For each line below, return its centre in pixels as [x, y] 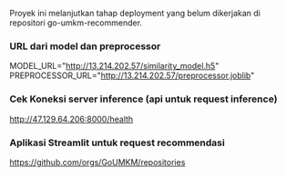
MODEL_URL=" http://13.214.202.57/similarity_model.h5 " [114, 66]
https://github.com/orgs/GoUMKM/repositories [97, 162]
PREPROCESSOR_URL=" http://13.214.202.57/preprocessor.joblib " [132, 75]
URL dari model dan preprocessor [85, 46]
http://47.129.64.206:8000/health [71, 119]
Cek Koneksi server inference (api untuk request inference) [143, 99]
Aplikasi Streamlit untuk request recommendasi [117, 143]
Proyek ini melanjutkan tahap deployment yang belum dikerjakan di [135, 13]
